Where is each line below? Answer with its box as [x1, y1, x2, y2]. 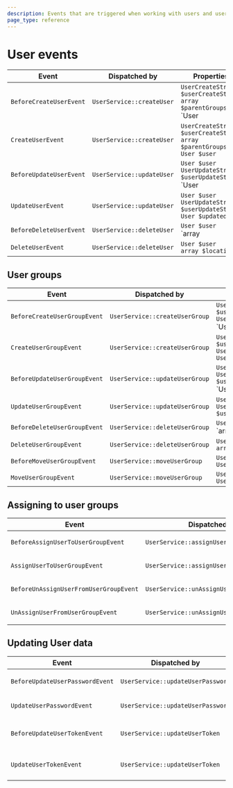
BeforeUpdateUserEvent [10, 171, 85, 179]
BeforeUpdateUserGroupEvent [10, 375, 103, 383]
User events [7, 46, 78, 62]
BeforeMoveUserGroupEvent [10, 457, 96, 465]
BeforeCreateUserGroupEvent [10, 313, 103, 320]
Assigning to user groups [7, 499, 119, 511]
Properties [193, 71, 229, 81]
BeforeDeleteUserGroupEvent [10, 424, 103, 431]
